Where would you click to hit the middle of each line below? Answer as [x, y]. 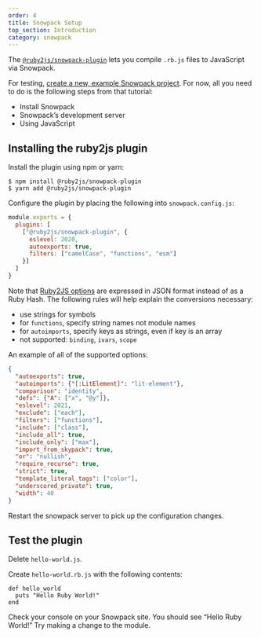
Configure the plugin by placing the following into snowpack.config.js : [121, 203]
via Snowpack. [32, 68]
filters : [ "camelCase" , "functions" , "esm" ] [103, 254]
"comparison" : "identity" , [59, 391]
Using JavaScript [47, 123]
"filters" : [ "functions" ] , [59, 420]
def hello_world [34, 589]
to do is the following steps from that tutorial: [80, 92]
